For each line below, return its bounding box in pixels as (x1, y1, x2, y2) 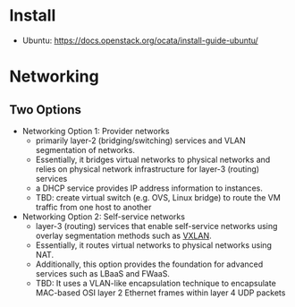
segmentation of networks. (35, 144, 136, 155)
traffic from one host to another (35, 201, 152, 212)
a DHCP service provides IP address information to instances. (35, 183, 264, 193)
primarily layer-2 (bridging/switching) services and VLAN (35, 135, 246, 146)
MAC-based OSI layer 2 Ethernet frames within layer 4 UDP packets (35, 287, 286, 298)
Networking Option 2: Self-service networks (21, 211, 186, 222)
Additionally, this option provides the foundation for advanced (35, 259, 264, 269)
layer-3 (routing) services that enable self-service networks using (35, 220, 278, 231)
